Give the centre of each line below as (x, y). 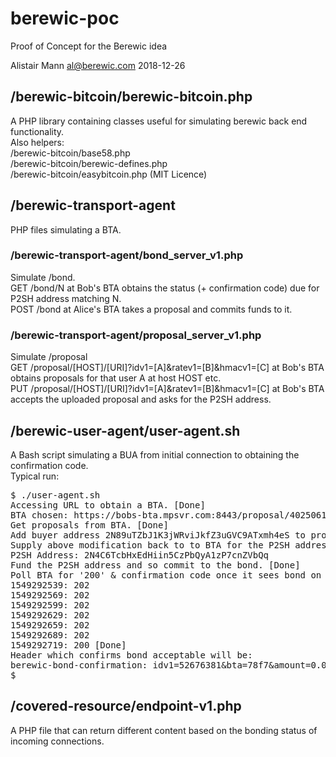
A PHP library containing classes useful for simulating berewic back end (159, 121)
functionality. (37, 131)
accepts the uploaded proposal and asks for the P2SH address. (141, 399)
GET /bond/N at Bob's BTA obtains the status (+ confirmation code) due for (165, 288)
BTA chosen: (39, 515)
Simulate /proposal (49, 357)
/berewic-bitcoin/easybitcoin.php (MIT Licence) (109, 174)
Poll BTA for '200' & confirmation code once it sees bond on (166, 575)
